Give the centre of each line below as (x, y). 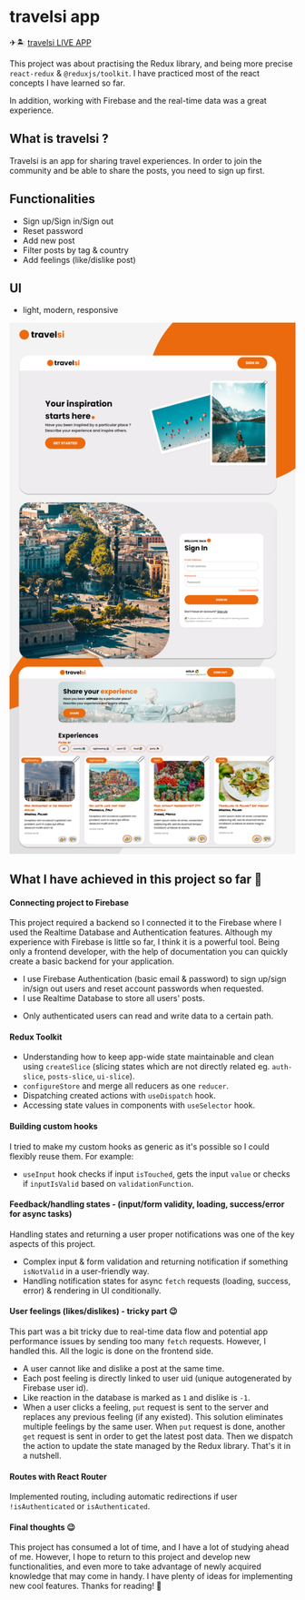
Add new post (49, 240)
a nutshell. (42, 1456)
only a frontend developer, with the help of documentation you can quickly (149, 952)
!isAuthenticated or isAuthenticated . (80, 1506)
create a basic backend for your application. (92, 961)
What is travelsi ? (59, 139)
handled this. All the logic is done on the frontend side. (112, 1351)
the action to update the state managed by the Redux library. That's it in (157, 1446)
